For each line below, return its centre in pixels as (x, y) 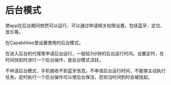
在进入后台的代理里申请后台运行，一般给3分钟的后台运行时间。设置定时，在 (85, 53)
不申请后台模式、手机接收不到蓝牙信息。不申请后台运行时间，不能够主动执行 (85, 70)
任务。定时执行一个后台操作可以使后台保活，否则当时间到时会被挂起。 (79, 77)
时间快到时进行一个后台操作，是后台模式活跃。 (54, 60)
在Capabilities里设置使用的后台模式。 (44, 42)
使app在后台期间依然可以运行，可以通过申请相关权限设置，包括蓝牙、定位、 (85, 25)
